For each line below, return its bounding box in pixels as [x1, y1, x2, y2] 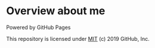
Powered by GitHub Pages [6, 24, 71, 31]
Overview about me [6, 4, 106, 18]
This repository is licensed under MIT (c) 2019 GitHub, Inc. [6, 35, 150, 42]
